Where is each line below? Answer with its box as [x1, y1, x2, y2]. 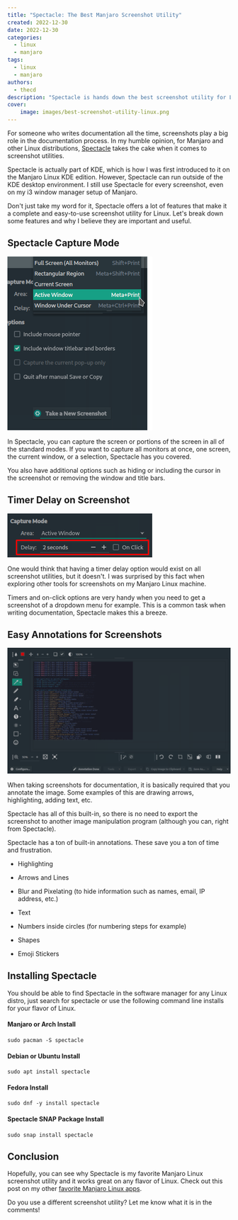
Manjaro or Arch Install [7, 1020, 76, 1029]
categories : [7, 34, 42, 41]
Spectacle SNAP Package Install [7, 1114, 104, 1123]
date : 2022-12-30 [7, 26, 59, 33]
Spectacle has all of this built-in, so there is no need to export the [7, 809, 198, 818]
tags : [7, 57, 23, 64]
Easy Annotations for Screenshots [7, 629, 162, 641]
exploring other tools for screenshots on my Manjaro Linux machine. [7, 579, 207, 588]
